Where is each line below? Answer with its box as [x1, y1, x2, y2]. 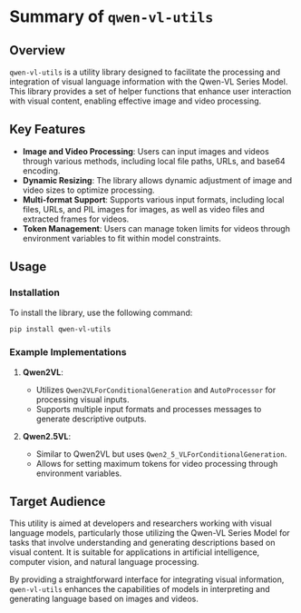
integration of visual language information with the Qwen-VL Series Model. [9, 76, 288, 87]
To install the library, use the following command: [9, 307, 193, 318]
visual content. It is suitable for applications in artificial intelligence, [9, 547, 260, 558]
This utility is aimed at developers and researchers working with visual [9, 518, 272, 529]
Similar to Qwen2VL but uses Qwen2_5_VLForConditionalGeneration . [35, 448, 287, 460]
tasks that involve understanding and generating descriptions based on [9, 538, 276, 549]
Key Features [9, 122, 86, 137]
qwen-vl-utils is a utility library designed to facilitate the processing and [9, 66, 281, 77]
